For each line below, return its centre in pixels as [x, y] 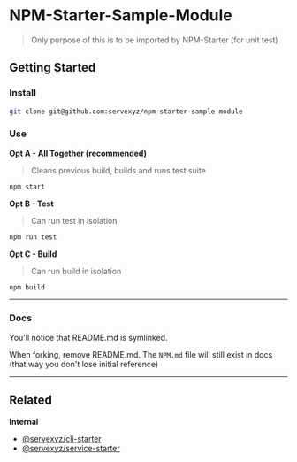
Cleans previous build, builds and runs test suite [118, 170]
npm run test [33, 237]
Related [31, 400]
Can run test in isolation [74, 220]
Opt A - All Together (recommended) [78, 153]
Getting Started [53, 68]
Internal [24, 421]
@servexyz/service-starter [71, 448]
